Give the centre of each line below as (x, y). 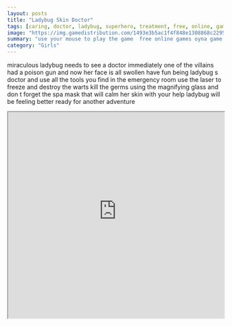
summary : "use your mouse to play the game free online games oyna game (115, 39)
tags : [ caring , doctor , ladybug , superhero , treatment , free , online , (110, 26)
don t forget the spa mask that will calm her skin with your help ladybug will (114, 94)
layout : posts (27, 13)
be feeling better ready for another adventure (71, 101)
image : (16, 33)
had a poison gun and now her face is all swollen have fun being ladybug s (113, 72)
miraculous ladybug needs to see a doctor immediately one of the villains (111, 65)
